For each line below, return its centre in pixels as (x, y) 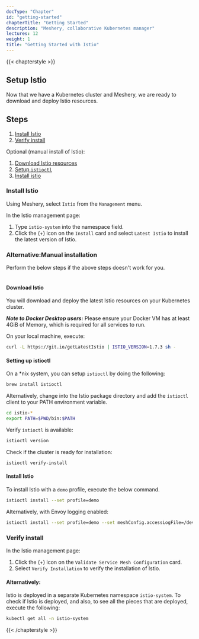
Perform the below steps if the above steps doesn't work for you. (86, 268)
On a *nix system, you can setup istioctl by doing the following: (86, 373)
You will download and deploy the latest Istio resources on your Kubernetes (98, 301)
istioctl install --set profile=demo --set (61, 522)
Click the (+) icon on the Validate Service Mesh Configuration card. (98, 562)
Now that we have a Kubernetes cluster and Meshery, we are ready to (91, 94)
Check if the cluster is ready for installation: (59, 452)
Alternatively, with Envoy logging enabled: (57, 512)
